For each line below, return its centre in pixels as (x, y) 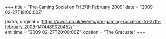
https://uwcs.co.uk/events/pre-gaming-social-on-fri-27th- (101, 22)
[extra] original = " (24, 22)
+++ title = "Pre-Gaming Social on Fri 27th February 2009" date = (72, 7)
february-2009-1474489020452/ (39, 27)
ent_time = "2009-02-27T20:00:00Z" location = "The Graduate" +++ (75, 32)
